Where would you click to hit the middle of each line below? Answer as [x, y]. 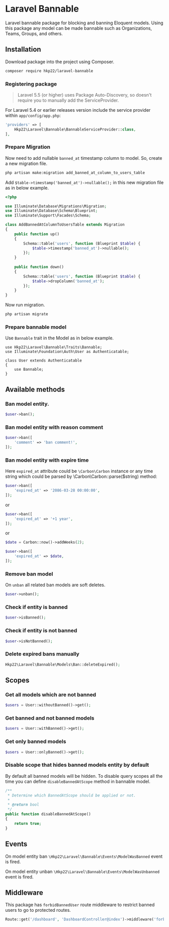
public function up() [37, 234]
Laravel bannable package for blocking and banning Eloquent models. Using [84, 23]
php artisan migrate [27, 314]
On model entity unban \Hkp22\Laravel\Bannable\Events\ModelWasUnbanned [82, 871]
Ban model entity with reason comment [54, 427]
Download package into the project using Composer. [60, 62]
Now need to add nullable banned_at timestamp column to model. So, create [84, 158]
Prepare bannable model [36, 327]
